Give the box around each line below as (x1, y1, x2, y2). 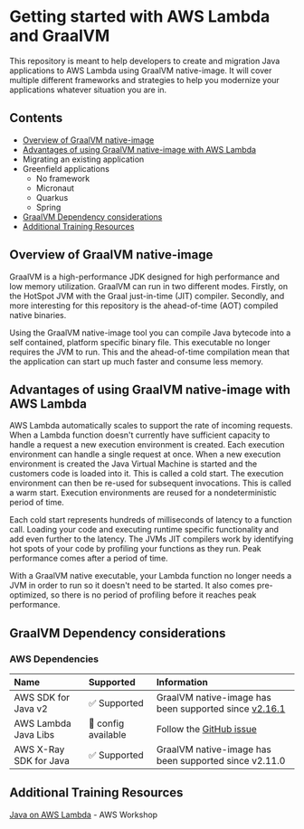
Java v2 (14, 702, 48, 715)
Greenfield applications (22, 163, 110, 174)
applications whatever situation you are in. (9, 84, 167, 95)
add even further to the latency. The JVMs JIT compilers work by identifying (9, 533, 294, 544)
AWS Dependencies (9, 653, 100, 665)
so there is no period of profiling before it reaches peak (50, 589, 257, 600)
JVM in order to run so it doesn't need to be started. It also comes (9, 580, 255, 591)
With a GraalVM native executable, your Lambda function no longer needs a (9, 570, 292, 581)
